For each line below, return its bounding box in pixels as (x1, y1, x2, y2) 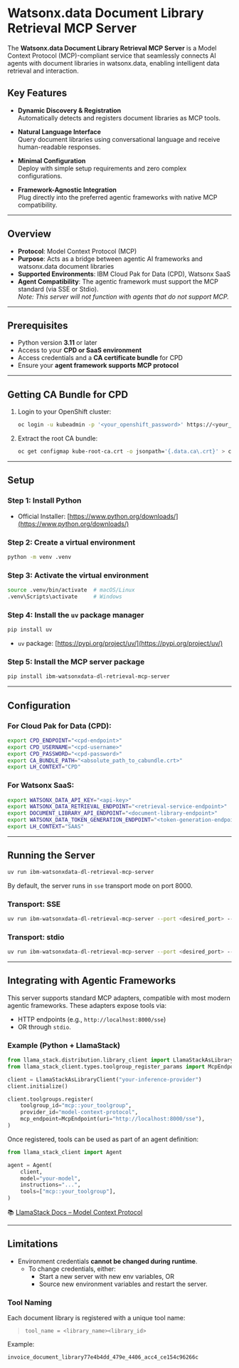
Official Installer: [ (17, 512, 70, 520)
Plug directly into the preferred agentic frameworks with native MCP (17, 192, 218, 201)
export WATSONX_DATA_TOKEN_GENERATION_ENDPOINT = (7, 816, 154, 824)
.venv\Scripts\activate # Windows (7, 593, 122, 600)
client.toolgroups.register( (7, 1096, 94, 1103)
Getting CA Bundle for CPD (7, 389, 129, 401)
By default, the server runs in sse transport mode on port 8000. (7, 881, 193, 890)
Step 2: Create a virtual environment (7, 537, 136, 547)
